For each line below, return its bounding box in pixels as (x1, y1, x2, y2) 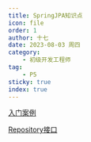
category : (8, 48, 41, 56)
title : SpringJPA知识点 (8, 11, 83, 20)
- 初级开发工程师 (22, 56, 71, 64)
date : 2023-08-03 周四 (8, 41, 81, 49)
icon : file (8, 19, 44, 27)
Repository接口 (8, 125, 58, 135)
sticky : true (8, 78, 51, 86)
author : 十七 (8, 33, 49, 42)
